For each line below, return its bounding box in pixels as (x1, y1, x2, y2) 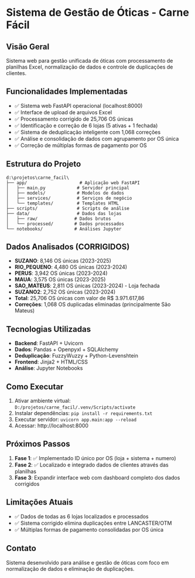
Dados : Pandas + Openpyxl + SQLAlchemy (14, 346, 119, 353)
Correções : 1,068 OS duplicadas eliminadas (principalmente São (14, 301, 171, 308)
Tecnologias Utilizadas (6, 324, 91, 334)
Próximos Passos (6, 439, 70, 449)
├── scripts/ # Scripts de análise (6, 205, 130, 211)
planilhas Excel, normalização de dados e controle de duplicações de (6, 63, 173, 70)
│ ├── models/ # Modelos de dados (6, 190, 125, 196)
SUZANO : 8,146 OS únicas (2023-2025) (14, 257, 111, 264)
